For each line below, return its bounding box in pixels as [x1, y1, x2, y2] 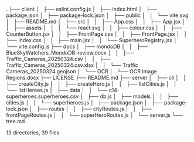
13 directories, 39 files [6, 129, 60, 136]
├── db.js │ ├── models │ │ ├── [87, 93, 179, 100]
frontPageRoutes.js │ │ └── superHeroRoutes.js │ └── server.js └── [6, 111, 183, 119]
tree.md [6, 118, 25, 124]
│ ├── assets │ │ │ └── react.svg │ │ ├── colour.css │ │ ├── [6, 24, 182, 31]
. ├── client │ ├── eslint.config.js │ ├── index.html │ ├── [6, 6, 158, 12]
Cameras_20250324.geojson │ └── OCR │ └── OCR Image [6, 68, 157, 75]
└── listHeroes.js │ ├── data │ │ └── [6, 87, 108, 93]
